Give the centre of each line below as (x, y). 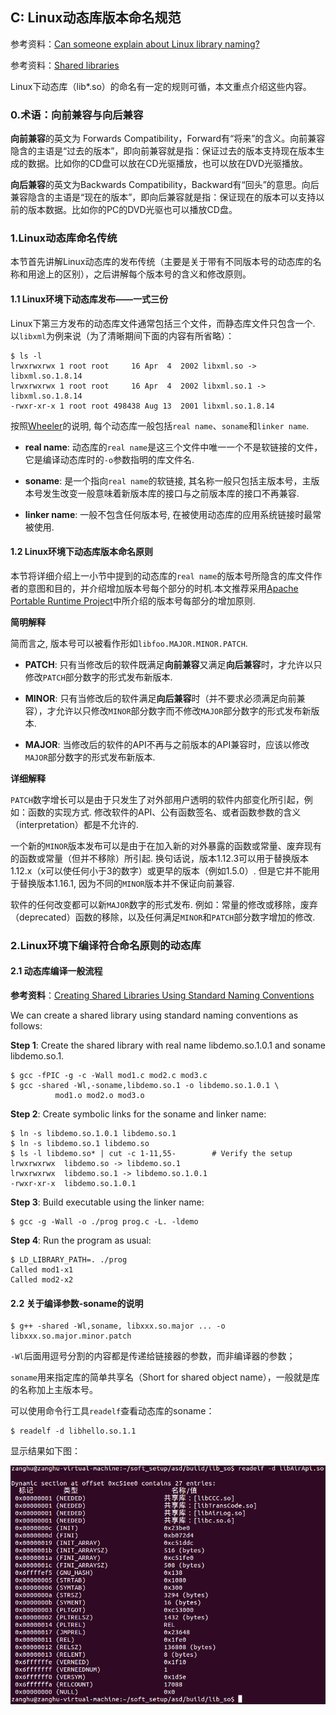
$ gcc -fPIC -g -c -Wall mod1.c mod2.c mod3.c (109, 1075)
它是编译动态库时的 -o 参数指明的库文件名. (109, 459)
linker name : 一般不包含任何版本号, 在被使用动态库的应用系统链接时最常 (173, 514)
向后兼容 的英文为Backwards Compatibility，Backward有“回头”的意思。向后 (165, 185)
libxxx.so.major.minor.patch (71, 1336)
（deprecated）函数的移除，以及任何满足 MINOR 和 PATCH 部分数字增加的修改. (163, 917)
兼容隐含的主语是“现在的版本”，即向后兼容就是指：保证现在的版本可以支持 (163, 197)
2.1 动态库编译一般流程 (56, 971)
